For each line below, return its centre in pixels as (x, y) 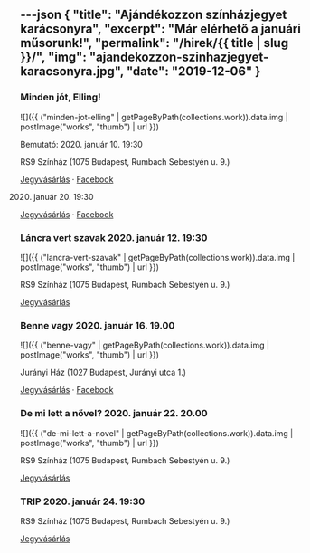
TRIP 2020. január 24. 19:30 (83, 501)
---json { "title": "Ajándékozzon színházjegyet (154, 15)
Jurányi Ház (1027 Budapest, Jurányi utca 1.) (103, 372)
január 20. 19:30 (63, 196)
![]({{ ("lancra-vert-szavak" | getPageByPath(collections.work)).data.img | (158, 257)
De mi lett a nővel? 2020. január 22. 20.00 (114, 414)
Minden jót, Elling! (61, 97)
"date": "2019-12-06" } (193, 72)
